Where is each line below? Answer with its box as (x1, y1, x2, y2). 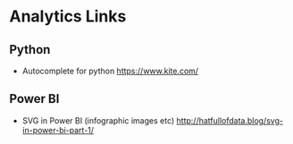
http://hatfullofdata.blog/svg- (176, 114, 284, 126)
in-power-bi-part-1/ (21, 124, 95, 135)
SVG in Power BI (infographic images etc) (21, 114, 175, 126)
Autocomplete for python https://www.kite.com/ (21, 65, 199, 76)
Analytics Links (9, 6, 127, 27)
